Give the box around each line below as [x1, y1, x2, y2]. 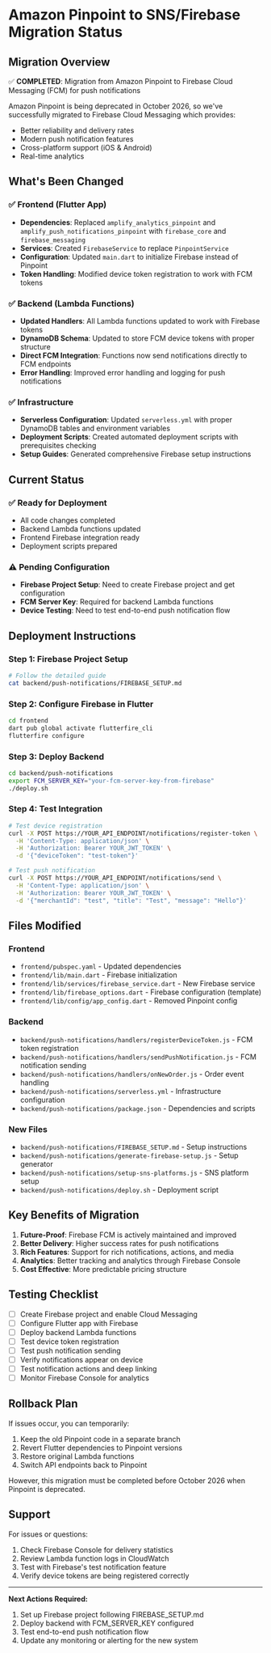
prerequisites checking [19, 441, 97, 451]
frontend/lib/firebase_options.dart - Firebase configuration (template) [19, 987, 262, 997]
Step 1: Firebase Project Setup [8, 653, 129, 664]
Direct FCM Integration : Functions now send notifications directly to [19, 350, 248, 360]
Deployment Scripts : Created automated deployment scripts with [19, 432, 239, 442]
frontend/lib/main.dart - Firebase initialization [19, 970, 177, 980]
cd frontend [8, 717, 48, 725]
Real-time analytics [19, 151, 85, 161]
